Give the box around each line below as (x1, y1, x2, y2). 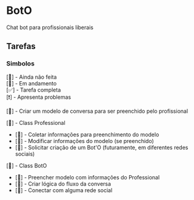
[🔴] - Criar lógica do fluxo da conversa (15, 180, 111, 187)
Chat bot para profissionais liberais (6, 24, 94, 31)
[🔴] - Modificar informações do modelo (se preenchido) (15, 137, 155, 144)
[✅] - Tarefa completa (6, 86, 61, 93)
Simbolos (6, 59, 35, 68)
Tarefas (6, 41, 36, 52)
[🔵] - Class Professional (6, 119, 65, 126)
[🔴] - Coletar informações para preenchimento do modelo (15, 131, 159, 138)
